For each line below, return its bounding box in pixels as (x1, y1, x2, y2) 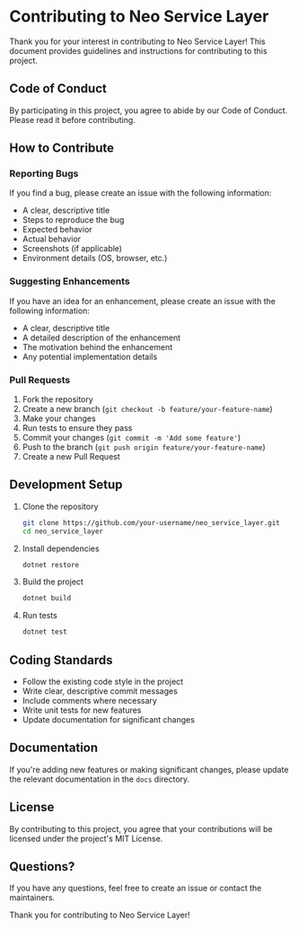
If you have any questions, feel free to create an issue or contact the (9, 882, 262, 894)
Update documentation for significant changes (22, 714, 196, 725)
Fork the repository (22, 394, 94, 405)
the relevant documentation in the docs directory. (9, 774, 190, 784)
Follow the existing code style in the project (22, 676, 184, 688)
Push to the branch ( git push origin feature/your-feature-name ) (22, 442, 267, 452)
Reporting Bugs (9, 168, 79, 180)
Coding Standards (9, 653, 113, 668)
